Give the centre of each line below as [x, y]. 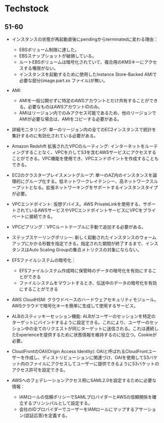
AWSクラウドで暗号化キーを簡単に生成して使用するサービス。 [75, 306]
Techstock [27, 9]
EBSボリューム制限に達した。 [49, 50]
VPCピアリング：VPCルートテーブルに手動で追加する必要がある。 [79, 227]
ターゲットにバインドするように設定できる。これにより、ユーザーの [81, 322]
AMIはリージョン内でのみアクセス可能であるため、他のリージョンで [88, 113]
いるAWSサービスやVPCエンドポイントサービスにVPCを [86, 210]
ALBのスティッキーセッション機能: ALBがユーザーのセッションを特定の [84, 316]
